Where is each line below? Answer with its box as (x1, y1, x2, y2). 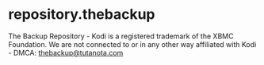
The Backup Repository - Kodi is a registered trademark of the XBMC (8, 31, 234, 41)
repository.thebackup (8, 5, 156, 23)
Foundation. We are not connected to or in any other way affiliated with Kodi (8, 39, 257, 49)
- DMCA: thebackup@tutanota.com (8, 48, 124, 57)
